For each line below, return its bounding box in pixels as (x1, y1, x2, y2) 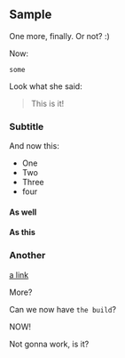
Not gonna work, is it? (9, 338, 90, 349)
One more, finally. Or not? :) (9, 30, 111, 41)
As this (9, 227, 35, 238)
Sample (9, 7, 52, 22)
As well (9, 207, 37, 217)
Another (9, 249, 46, 262)
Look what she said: (9, 80, 82, 92)
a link (9, 269, 29, 280)
